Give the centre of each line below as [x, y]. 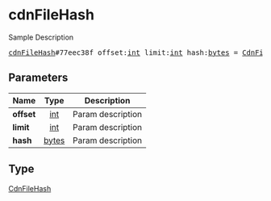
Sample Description [41, 37]
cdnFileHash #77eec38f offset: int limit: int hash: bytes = [123, 52]
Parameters [38, 78]
